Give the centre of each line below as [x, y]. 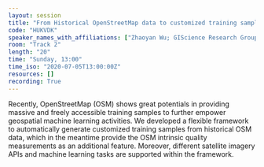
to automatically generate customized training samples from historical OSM [130, 129]
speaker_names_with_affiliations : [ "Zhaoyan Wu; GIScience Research [123, 37]
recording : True [35, 81]
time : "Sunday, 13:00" [45, 60]
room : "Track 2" [35, 45]
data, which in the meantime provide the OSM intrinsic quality [108, 137]
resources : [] [31, 74]
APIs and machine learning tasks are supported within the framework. [121, 154]
